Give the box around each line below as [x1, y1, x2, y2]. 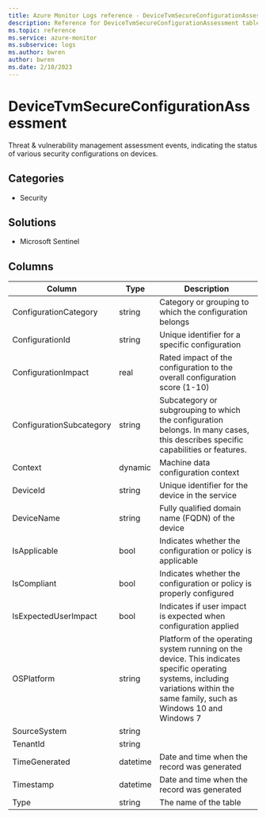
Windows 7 [159, 713, 202, 724]
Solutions [8, 216, 57, 229]
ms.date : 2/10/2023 [8, 63, 73, 71]
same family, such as [159, 693, 237, 704]
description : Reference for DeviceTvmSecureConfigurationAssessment [8, 19, 239, 27]
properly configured [159, 588, 234, 599]
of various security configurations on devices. [8, 148, 158, 159]
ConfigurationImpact [12, 367, 89, 378]
